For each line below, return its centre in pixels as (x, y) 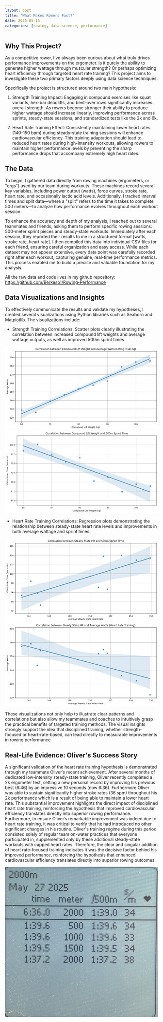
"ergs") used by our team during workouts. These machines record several (80, 186)
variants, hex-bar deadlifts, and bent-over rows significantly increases (82, 103)
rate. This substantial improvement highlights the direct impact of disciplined (81, 803)
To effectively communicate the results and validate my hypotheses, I (74, 309)
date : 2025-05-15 (23, 20)
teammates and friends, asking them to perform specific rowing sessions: (79, 226)
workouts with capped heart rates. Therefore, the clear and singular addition (81, 845)
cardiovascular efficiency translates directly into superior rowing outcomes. (81, 860)
